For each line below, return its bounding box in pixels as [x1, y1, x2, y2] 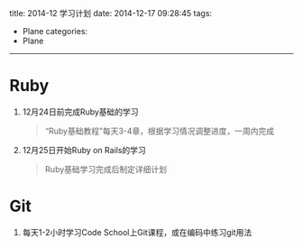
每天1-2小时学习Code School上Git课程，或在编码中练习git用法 [22, 226, 252, 237]
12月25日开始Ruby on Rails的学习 [22, 144, 146, 155]
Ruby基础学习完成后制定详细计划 [44, 163, 168, 174]
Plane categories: [22, 26, 88, 36]
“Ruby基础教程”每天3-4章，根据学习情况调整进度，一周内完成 [44, 125, 275, 136]
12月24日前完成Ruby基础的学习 [22, 106, 139, 117]
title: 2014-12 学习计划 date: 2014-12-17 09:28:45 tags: [9, 8, 213, 18]
